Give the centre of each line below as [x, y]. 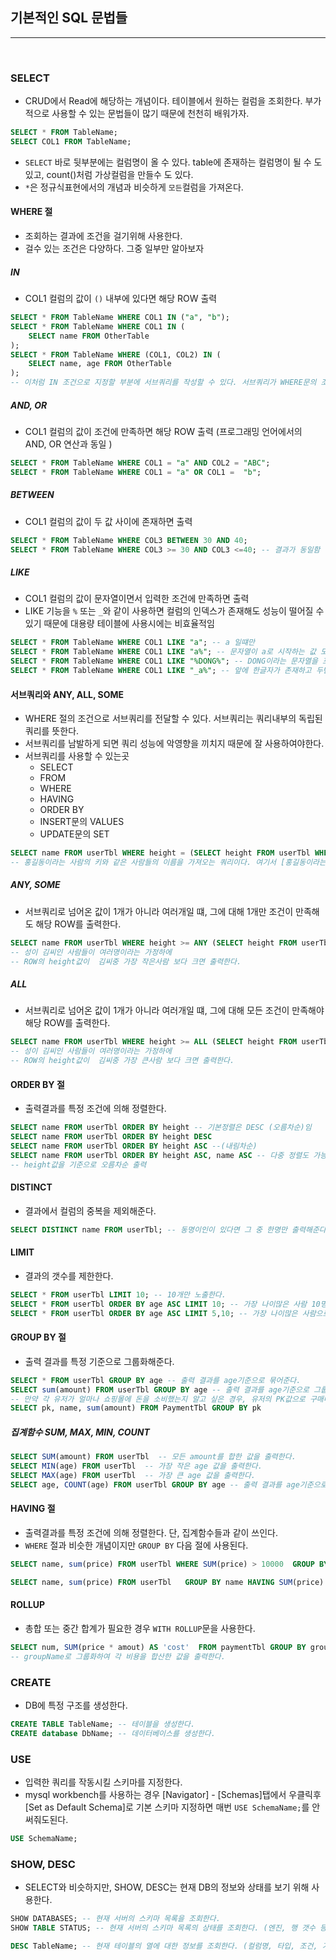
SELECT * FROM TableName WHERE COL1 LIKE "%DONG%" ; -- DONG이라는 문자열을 [164, 661]
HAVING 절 [33, 1509]
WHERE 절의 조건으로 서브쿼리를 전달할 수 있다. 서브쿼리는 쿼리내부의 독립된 [173, 719]
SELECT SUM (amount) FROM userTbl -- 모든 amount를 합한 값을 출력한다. [153, 1457]
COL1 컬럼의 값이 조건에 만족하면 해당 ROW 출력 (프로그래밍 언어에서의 [163, 431]
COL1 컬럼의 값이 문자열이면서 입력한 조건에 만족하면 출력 [137, 599]
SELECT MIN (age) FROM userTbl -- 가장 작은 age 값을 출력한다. [136, 1466]
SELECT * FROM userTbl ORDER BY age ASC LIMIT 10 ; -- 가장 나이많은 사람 [159, 1304]
